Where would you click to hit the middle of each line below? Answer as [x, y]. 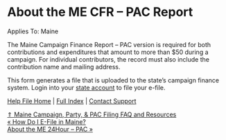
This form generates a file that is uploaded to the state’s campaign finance [113, 80]
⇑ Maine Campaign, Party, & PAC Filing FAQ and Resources [92, 114]
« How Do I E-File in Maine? [47, 121]
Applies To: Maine [33, 31]
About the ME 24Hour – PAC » [50, 129]
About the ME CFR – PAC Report [100, 12]
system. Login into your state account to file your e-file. [86, 87]
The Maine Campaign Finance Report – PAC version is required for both [109, 44]
